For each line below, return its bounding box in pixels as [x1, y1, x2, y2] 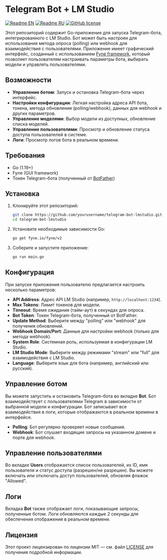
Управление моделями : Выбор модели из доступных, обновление [12, 116, 156, 122]
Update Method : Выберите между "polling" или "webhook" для [12, 318, 146, 324]
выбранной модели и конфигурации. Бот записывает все [5, 403, 127, 409]
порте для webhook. [12, 434, 56, 440]
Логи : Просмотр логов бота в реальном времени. [12, 137, 120, 143]
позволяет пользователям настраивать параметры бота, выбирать [5, 56, 149, 62]
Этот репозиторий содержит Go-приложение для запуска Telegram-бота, [5, 29, 162, 35]
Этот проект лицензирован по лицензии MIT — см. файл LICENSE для [5, 544, 154, 550]
